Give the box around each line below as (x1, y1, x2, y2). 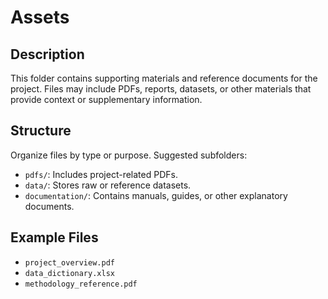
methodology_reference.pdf (24, 279, 138, 289)
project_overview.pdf (24, 257, 115, 268)
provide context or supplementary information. (10, 94, 203, 105)
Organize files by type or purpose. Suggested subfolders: (10, 149, 248, 161)
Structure (10, 122, 72, 140)
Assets (10, 6, 70, 29)
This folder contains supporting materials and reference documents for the (10, 72, 318, 84)
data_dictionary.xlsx (24, 268, 115, 278)
